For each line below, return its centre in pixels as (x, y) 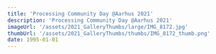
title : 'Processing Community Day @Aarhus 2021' (80, 14)
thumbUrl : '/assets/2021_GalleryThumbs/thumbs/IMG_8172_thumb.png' (109, 33)
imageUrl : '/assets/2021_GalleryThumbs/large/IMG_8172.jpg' (98, 27)
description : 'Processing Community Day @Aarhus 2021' (90, 20)
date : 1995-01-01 (33, 40)
